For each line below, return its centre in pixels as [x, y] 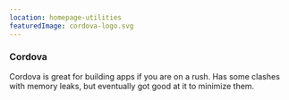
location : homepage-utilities [66, 17]
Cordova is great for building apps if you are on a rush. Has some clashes [144, 76]
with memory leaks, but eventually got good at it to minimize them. [132, 86]
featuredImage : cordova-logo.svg [72, 26]
